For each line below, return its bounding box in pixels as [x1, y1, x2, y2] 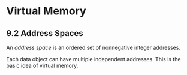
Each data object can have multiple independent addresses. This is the [6, 56, 181, 62]
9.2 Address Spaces [6, 28, 83, 38]
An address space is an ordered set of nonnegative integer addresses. [6, 44, 181, 51]
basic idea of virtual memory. [6, 62, 79, 69]
